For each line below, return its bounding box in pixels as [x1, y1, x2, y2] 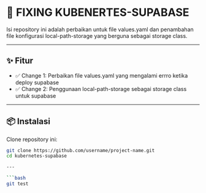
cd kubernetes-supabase [6, 153, 67, 159]
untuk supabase [15, 92, 56, 100]
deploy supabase [15, 79, 59, 86]
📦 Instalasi [6, 116, 51, 127]
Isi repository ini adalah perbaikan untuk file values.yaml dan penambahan [6, 26, 194, 33]
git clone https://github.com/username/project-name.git [6, 147, 155, 153]
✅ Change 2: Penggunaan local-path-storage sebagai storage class [15, 85, 187, 92]
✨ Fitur [6, 56, 34, 66]
